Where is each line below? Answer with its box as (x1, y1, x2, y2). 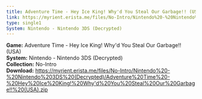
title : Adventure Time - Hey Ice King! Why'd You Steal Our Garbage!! (6, 8, 187, 15)
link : (6, 14, 20, 20)
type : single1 (6, 20, 42, 26)
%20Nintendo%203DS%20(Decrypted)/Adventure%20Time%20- (6, 73, 170, 81)
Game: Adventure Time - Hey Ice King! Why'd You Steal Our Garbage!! (6, 42, 182, 49)
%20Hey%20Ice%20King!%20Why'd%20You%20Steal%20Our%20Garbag (6, 80, 195, 87)
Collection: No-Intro (6, 61, 57, 68)
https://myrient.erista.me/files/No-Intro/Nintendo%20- (35, 67, 170, 75)
